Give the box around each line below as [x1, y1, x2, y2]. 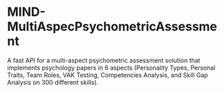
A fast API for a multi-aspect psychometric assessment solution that [7, 56, 201, 64]
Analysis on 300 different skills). [7, 78, 99, 86]
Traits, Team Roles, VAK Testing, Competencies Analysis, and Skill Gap [7, 70, 208, 79]
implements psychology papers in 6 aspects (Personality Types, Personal [7, 63, 216, 72]
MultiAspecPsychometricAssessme [7, 19, 218, 34]
